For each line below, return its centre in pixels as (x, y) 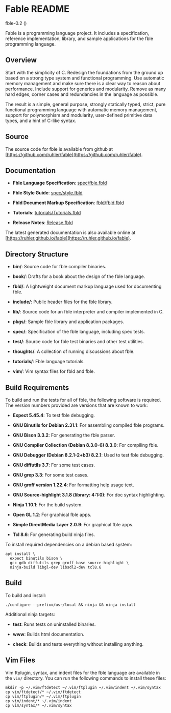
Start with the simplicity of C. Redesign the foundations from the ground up (84, 72)
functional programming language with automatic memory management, (81, 110)
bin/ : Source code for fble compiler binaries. (59, 267)
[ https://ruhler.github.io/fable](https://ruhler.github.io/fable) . (68, 238)
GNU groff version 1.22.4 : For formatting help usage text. (73, 485)
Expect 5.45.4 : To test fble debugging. (54, 415)
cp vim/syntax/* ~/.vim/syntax (39, 705)
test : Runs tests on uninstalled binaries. (54, 624)
